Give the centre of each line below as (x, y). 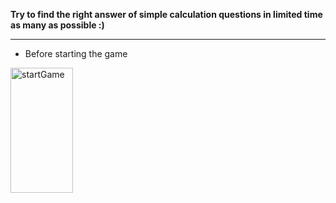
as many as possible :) (57, 25)
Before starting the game (76, 53)
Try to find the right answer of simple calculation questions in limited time (166, 14)
